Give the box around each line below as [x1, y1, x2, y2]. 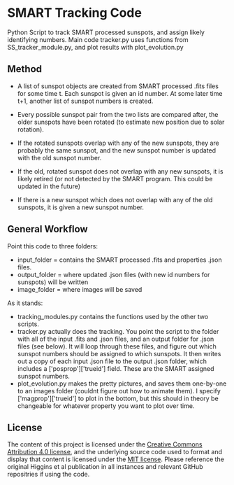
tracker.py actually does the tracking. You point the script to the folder [17, 327, 219, 335]
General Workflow [7, 223, 89, 235]
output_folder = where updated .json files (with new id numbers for [17, 270, 210, 279]
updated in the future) [17, 182, 81, 190]
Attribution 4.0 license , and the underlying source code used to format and [7, 448, 222, 456]
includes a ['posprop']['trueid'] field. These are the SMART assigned [17, 364, 214, 372]
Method [7, 63, 43, 75]
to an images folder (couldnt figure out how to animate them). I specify [17, 386, 221, 395]
